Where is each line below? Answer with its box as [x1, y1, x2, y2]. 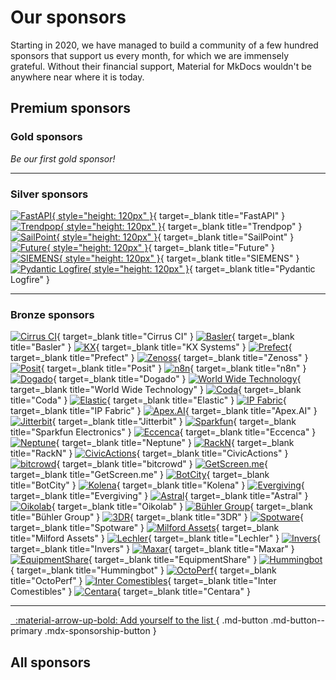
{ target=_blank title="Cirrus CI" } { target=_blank [56, 331, 295, 343]
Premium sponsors [10, 100, 132, 117]
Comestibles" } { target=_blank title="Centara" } [10, 586, 251, 598]
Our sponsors [10, 6, 127, 29]
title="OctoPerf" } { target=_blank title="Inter [10, 575, 277, 587]
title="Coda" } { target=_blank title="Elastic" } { [10, 394, 287, 406]
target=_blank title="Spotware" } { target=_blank [10, 522, 280, 534]
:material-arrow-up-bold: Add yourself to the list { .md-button [14, 614, 269, 626]
